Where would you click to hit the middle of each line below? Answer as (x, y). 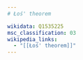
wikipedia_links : (32, 39)
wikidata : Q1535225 (36, 26)
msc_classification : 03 (42, 33)
